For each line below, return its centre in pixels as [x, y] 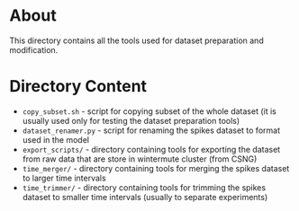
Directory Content [78, 87]
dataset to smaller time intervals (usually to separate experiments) [145, 197]
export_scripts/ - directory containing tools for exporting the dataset [151, 149]
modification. [34, 49]
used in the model [56, 139]
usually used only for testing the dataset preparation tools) [131, 120]
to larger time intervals [64, 178]
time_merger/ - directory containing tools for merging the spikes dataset [156, 168]
